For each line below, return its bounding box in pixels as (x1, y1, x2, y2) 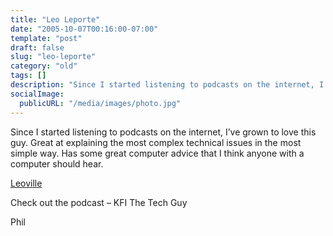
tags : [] (10, 71, 47, 81)
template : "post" (10, 33, 83, 43)
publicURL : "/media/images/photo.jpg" (19, 98, 182, 108)
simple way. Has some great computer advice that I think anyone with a (10, 147, 305, 159)
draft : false (10, 42, 65, 53)
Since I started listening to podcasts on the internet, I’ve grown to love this (10, 126, 317, 138)
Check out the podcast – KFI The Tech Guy (10, 196, 188, 208)
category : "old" (10, 61, 78, 71)
